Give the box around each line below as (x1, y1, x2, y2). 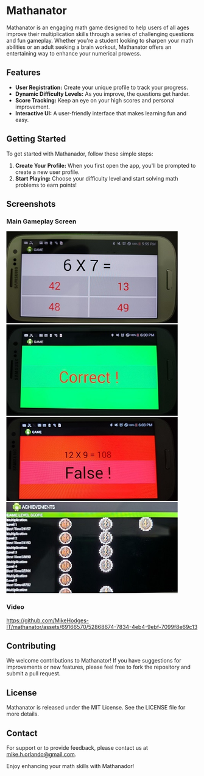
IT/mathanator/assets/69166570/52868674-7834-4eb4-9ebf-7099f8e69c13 (6, 623, 198, 630)
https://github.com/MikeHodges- (6, 617, 90, 624)
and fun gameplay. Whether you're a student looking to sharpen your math (6, 37, 194, 44)
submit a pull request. (6, 670, 61, 677)
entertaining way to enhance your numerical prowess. (6, 49, 142, 57)
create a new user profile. (15, 168, 80, 176)
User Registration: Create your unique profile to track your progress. (15, 84, 189, 91)
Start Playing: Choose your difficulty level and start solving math (15, 174, 178, 182)
